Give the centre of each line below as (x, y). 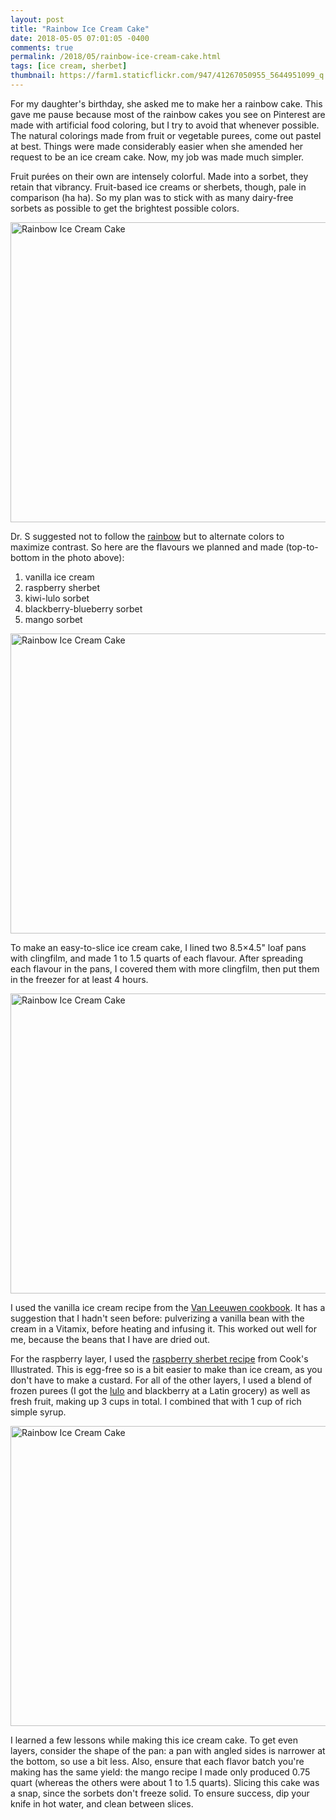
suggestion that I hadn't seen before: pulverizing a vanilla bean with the (157, 1318)
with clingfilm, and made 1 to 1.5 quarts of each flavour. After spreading (156, 958)
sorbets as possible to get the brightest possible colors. (125, 208)
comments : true (42, 47)
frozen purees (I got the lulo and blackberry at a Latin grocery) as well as (160, 1390)
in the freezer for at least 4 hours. (79, 979)
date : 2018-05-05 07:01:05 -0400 (80, 38)
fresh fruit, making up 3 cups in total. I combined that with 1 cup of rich (156, 1401)
